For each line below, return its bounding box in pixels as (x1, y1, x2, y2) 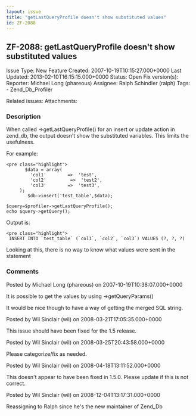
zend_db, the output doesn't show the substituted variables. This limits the (6, 132, 189, 139)
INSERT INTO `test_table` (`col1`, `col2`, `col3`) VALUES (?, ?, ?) (8, 236, 185, 242)
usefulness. (6, 138, 35, 146)
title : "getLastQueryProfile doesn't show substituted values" (6, 14, 167, 20)
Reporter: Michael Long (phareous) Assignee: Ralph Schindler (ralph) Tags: (6, 80, 191, 87)
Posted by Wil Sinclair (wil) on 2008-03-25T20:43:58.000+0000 (6, 339, 165, 346)
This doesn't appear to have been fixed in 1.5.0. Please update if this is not (6, 373, 189, 380)
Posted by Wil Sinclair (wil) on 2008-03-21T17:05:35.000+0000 (6, 315, 162, 322)
